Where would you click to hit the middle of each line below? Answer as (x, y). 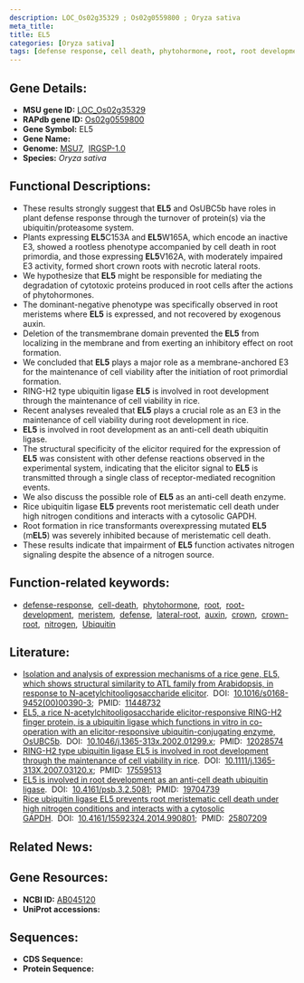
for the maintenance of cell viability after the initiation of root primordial (155, 371)
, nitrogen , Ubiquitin (76, 624)
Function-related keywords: (90, 583)
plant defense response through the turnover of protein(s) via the (144, 217)
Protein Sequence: (58, 969)
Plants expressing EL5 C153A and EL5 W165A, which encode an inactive (155, 237)
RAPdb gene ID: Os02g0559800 (83, 119)
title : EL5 (30, 34)
